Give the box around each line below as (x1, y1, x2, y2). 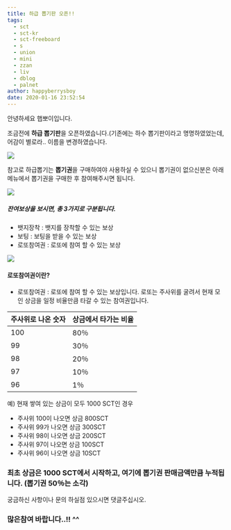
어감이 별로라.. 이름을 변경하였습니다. (7, 138, 108, 146)
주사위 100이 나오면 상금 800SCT (17, 415, 109, 423)
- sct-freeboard (13, 36, 60, 43)
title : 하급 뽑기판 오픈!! (7, 10, 75, 17)
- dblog (13, 74, 36, 82)
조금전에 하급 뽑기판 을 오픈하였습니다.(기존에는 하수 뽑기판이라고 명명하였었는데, (7, 129, 224, 137)
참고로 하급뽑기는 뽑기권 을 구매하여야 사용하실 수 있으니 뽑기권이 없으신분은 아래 (7, 166, 224, 174)
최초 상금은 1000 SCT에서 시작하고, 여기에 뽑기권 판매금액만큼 (7, 468, 204, 478)
